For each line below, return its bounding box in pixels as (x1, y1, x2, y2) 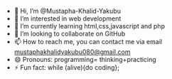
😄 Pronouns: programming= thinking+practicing (14, 56, 156, 63)
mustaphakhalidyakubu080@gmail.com (14, 48, 131, 56)
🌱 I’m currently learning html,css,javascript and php (14, 22, 166, 30)
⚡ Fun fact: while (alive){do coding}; (14, 63, 119, 71)
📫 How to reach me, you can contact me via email (14, 38, 162, 46)
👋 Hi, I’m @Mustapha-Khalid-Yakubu (14, 7, 121, 15)
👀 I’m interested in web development (14, 14, 122, 23)
